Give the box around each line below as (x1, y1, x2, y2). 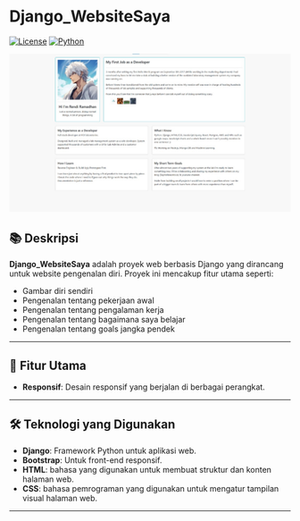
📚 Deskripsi (9, 231, 79, 246)
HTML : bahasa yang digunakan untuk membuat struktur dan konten (21, 464, 272, 475)
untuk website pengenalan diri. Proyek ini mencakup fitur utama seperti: (9, 268, 274, 279)
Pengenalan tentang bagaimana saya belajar (21, 315, 186, 325)
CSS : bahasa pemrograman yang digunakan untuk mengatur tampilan (21, 483, 279, 493)
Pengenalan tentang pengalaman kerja (21, 305, 164, 315)
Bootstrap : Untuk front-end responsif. (21, 454, 162, 466)
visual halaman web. (21, 492, 98, 503)
